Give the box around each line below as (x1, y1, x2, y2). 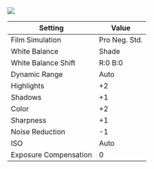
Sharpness (11, 115, 47, 125)
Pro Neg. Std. (98, 35, 143, 45)
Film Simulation (11, 35, 62, 45)
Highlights (11, 81, 44, 91)
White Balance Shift (11, 58, 76, 67)
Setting (39, 23, 65, 33)
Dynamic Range (11, 69, 63, 79)
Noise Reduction (11, 127, 65, 136)
